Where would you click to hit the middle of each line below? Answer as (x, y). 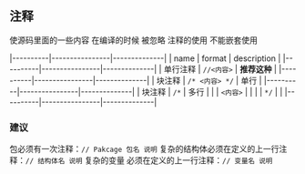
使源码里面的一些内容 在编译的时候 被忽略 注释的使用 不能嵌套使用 (133, 40)
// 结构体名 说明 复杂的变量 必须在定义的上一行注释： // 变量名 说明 (149, 160)
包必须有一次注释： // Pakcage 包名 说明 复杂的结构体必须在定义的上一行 (144, 149)
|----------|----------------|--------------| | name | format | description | (145, 58)
